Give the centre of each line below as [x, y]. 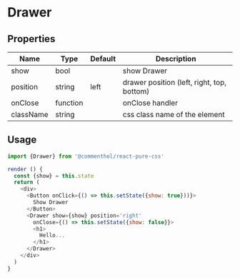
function [69, 103]
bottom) [136, 91]
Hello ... [52, 235]
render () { [25, 169]
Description [176, 59]
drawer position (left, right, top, [175, 82]
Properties [31, 39]
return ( [27, 183]
